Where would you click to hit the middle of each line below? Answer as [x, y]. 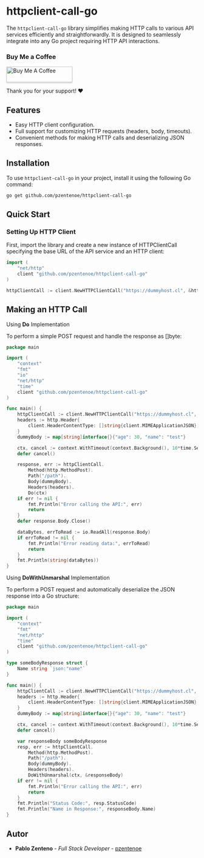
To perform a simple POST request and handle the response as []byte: [94, 336]
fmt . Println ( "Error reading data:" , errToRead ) [89, 543]
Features [23, 110]
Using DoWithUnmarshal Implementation [58, 578]
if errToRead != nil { [46, 538]
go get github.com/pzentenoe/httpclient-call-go [69, 195]
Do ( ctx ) [38, 493]
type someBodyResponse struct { [47, 663]
